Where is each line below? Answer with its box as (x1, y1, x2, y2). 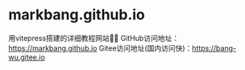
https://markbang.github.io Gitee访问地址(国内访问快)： (8, 43, 193, 53)
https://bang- (192, 43, 236, 53)
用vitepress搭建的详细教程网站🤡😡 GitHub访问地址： (8, 33, 180, 43)
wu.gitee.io (8, 52, 46, 62)
